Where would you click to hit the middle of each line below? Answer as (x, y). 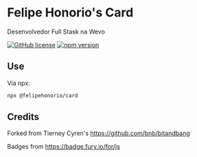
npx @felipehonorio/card (43, 95)
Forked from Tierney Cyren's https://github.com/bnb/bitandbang (98, 133)
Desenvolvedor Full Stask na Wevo (56, 32)
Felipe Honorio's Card (70, 13)
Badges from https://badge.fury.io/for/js (63, 147)
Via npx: (19, 83)
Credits (23, 117)
